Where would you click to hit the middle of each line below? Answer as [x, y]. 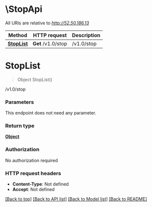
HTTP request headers [33, 173]
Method [18, 35]
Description [86, 35]
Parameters [19, 102]
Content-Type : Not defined [40, 184]
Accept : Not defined [33, 190]
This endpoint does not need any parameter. [51, 113]
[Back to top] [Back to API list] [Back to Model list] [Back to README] [76, 199]
